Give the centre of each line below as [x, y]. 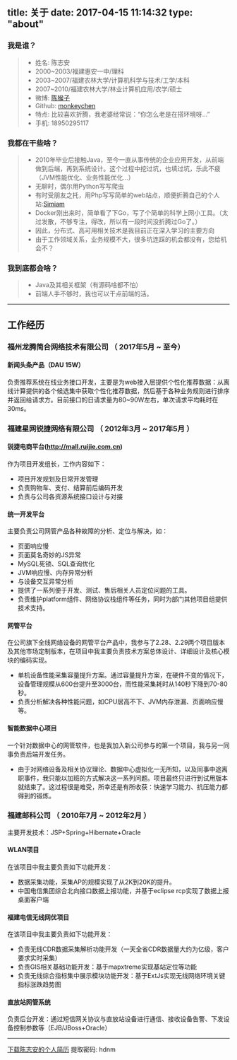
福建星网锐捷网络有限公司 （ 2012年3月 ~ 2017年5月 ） [101, 429]
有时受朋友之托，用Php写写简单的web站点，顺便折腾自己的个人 [127, 195]
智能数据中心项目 [32, 728]
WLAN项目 [23, 850]
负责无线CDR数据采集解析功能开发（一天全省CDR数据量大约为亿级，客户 [123, 949]
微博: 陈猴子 [53, 98]
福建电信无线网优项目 [38, 917]
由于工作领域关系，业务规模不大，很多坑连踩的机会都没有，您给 [128, 239]
